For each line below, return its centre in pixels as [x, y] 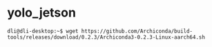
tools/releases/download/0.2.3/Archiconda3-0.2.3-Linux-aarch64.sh [106, 37]
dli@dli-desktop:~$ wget [43, 31]
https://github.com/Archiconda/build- [137, 31]
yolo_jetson [41, 13]
